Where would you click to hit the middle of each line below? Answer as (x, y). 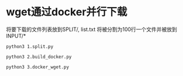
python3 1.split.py (30, 46)
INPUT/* (16, 36)
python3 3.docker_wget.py (37, 67)
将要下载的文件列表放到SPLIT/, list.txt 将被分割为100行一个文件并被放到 (91, 29)
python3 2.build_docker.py (39, 57)
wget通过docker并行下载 (67, 12)
